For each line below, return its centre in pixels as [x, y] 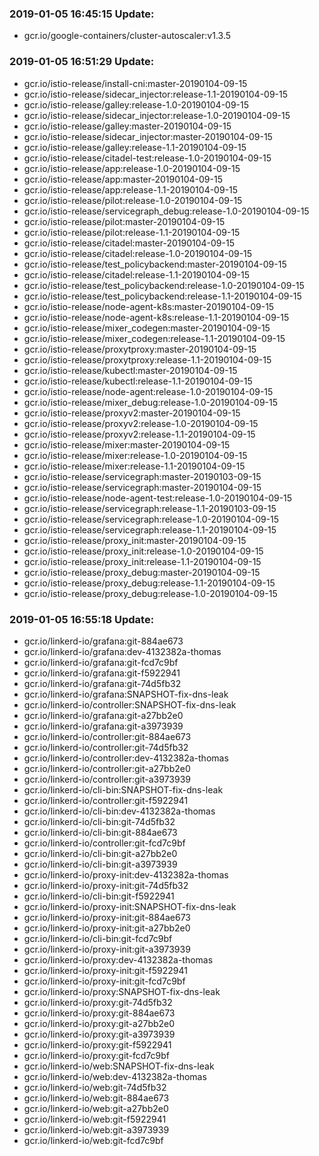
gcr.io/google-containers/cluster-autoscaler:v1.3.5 [127, 36]
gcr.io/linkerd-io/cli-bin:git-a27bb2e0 [100, 853]
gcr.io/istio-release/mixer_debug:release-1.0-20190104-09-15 [151, 402]
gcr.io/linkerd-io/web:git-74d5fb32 [95, 1087]
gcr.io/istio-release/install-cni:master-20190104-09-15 [135, 83]
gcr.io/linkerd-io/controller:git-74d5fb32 [106, 747]
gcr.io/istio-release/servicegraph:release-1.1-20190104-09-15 [150, 529]
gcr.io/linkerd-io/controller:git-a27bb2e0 [107, 768]
